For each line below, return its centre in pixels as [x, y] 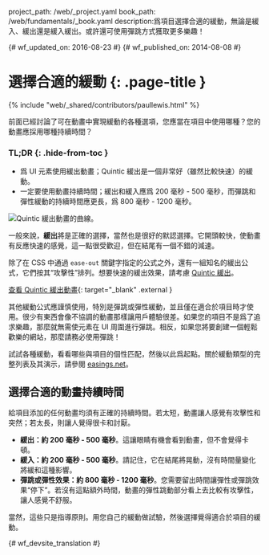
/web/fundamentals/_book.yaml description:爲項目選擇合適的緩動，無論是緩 [134, 21]
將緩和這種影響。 [48, 470]
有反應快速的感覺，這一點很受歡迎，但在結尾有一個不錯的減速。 [113, 246]
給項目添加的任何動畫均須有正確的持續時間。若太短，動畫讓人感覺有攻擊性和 [134, 413]
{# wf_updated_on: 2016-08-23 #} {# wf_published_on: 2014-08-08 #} [125, 47]
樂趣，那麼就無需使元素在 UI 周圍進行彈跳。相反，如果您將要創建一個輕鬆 [137, 327]
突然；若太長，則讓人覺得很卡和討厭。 [71, 423]
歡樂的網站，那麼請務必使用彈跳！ [64, 337]
